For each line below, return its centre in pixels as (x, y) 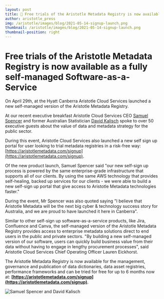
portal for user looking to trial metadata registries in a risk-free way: (73, 146)
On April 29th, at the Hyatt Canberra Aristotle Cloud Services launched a (78, 101)
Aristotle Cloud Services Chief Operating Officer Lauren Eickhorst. (72, 252)
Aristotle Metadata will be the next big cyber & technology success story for (81, 206)
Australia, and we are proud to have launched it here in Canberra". (72, 211)
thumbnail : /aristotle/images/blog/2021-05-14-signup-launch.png (73, 28)
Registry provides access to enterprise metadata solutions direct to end (77, 231)
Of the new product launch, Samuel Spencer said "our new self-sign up (77, 165)
